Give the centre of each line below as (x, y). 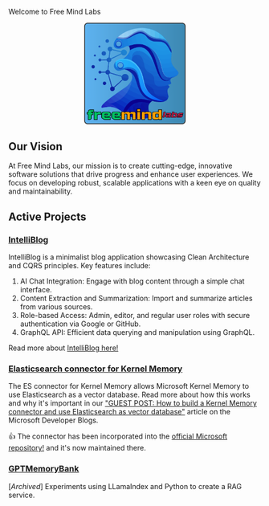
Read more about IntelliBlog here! (63, 348)
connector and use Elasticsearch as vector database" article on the (120, 412)
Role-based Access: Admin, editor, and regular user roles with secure (135, 316)
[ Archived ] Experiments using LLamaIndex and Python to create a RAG (125, 486)
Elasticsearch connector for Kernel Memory (96, 369)
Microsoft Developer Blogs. (53, 420)
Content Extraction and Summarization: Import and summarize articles (136, 298)
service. (22, 495)
